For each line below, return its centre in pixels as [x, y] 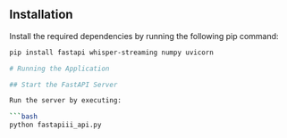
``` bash [24, 117]
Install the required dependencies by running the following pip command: [144, 36]
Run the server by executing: [66, 101]
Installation [41, 15]
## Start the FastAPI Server [63, 85]
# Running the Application [59, 69]
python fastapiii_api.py [55, 125]
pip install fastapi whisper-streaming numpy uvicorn [112, 53]
